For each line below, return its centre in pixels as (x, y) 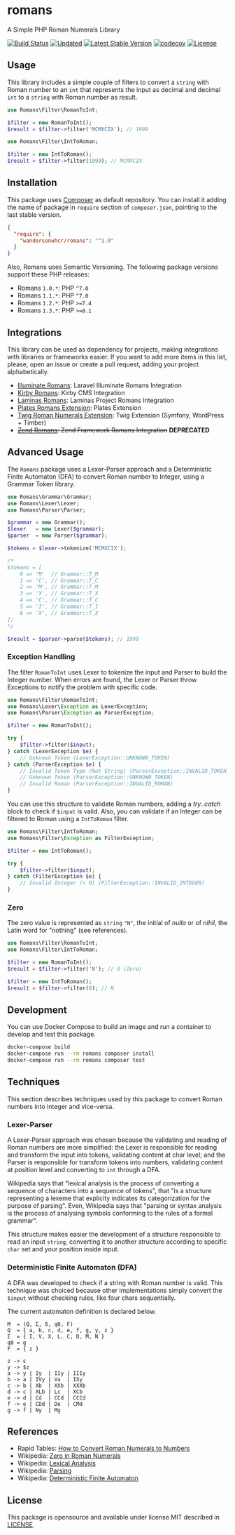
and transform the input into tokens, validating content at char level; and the (116, 1155)
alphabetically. (28, 372)
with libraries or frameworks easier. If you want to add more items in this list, (117, 357)
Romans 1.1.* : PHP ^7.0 (53, 295)
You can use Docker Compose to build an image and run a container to (109, 1027)
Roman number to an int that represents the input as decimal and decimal (114, 89)
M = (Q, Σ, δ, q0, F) (40, 1324)
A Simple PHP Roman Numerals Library (64, 29)
